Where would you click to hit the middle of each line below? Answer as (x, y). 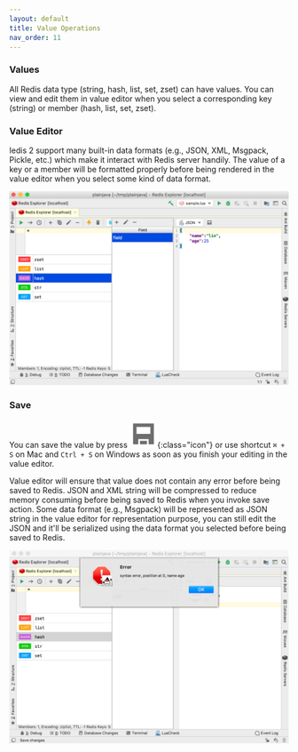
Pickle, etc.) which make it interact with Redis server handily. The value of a (147, 159)
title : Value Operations (55, 28)
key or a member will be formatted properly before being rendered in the (142, 169)
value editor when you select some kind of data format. (110, 179)
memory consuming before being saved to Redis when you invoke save (140, 500)
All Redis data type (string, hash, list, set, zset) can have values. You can (142, 89)
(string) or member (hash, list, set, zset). (83, 108)
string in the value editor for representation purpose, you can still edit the (143, 518)
